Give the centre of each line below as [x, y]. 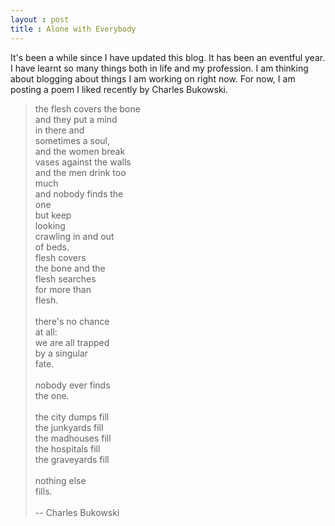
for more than [63, 289]
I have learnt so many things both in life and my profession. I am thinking [159, 68]
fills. [43, 491]
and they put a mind [76, 119]
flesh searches [65, 278]
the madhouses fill [73, 438]
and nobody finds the [79, 193]
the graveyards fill [72, 459]
